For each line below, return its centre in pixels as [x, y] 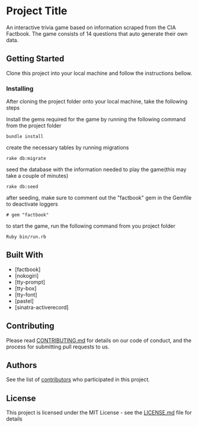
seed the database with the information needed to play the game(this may [96, 169]
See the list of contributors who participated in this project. [78, 379]
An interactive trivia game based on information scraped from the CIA [91, 27]
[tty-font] [26, 294]
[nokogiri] [27, 275]
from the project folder [34, 125]
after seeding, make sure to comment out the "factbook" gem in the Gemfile [99, 198]
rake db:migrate [26, 159]
